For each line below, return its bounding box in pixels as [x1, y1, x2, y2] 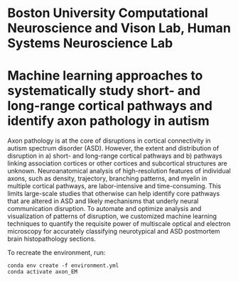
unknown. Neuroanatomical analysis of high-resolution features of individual [7, 167, 231, 175]
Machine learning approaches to [7, 67, 203, 84]
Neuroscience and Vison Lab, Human [7, 20, 231, 36]
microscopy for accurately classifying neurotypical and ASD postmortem [7, 227, 220, 236]
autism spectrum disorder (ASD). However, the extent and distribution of [7, 144, 220, 153]
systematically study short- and [7, 83, 201, 99]
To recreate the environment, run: [7, 249, 106, 257]
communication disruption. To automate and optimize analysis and [7, 205, 202, 213]
